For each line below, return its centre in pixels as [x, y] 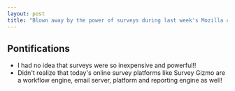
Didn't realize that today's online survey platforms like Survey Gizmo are [121, 73]
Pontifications [38, 49]
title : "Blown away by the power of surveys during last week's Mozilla [115, 20]
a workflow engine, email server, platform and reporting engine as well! [120, 80]
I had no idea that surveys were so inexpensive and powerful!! [107, 65]
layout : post [26, 14]
